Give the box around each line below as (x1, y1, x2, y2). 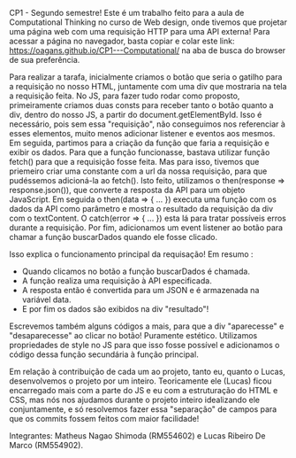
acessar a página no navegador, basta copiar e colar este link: (9, 35, 236, 46)
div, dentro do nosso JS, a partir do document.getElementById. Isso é (9, 110, 262, 120)
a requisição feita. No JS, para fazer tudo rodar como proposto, (9, 90, 240, 101)
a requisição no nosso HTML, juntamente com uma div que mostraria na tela (9, 82, 287, 91)
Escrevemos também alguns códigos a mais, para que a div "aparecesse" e (9, 321, 285, 331)
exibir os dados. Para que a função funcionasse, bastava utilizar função (9, 147, 270, 158)
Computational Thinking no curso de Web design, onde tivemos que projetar (9, 17, 287, 27)
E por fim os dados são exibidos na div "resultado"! (21, 304, 209, 314)
